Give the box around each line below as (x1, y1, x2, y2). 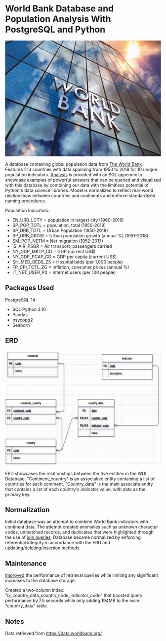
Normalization (5, 505, 50, 514)
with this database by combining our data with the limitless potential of (5, 182, 149, 188)
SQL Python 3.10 (12, 306, 46, 312)
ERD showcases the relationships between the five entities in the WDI (5, 470, 147, 476)
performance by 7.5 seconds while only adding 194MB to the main (5, 598, 140, 603)
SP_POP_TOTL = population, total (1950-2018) (12, 222, 106, 228)
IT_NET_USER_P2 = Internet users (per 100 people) (12, 269, 116, 275)
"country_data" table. (5, 603, 48, 609)
